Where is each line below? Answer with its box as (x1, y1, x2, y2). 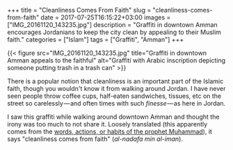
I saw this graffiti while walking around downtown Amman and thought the (7, 112, 220, 121)
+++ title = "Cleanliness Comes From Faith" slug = (7, 6, 152, 14)
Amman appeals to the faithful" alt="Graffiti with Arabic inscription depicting (7, 56, 226, 65)
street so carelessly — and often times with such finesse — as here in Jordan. (7, 99, 226, 107)
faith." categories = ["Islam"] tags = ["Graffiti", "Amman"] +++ (7, 35, 184, 44)
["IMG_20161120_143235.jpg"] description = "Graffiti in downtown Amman (7, 21, 218, 28)
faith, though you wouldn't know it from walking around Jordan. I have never (7, 85, 226, 92)
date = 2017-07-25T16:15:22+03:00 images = (40, 13, 171, 22)
